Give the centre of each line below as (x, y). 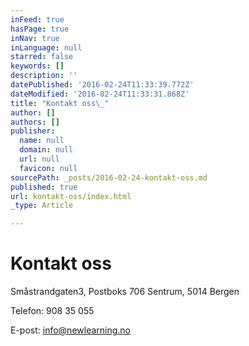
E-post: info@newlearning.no (71, 330)
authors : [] (35, 122)
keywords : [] (37, 66)
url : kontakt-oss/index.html (71, 196)
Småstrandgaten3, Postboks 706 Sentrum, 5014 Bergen (125, 292)
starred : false (42, 57)
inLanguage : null (46, 47)
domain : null (46, 150)
